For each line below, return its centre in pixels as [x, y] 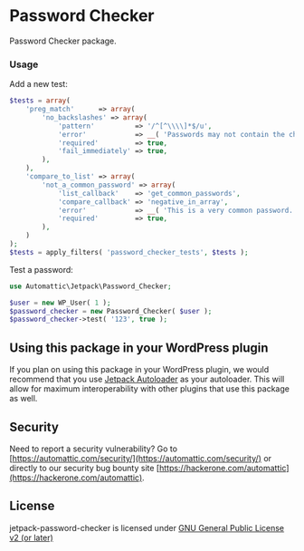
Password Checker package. [63, 41]
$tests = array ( [40, 101]
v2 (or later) [32, 537]
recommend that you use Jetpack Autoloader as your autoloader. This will [147, 379]
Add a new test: [38, 84]
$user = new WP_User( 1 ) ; [60, 303]
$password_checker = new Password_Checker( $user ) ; [111, 311]
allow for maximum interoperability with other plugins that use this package [149, 389]
